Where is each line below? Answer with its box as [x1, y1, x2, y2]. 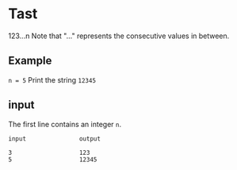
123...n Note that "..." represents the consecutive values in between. [8, 31, 230, 41]
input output [8, 134, 101, 143]
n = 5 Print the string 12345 [8, 75, 97, 84]
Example [8, 54, 52, 68]
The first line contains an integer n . [8, 119, 121, 129]
